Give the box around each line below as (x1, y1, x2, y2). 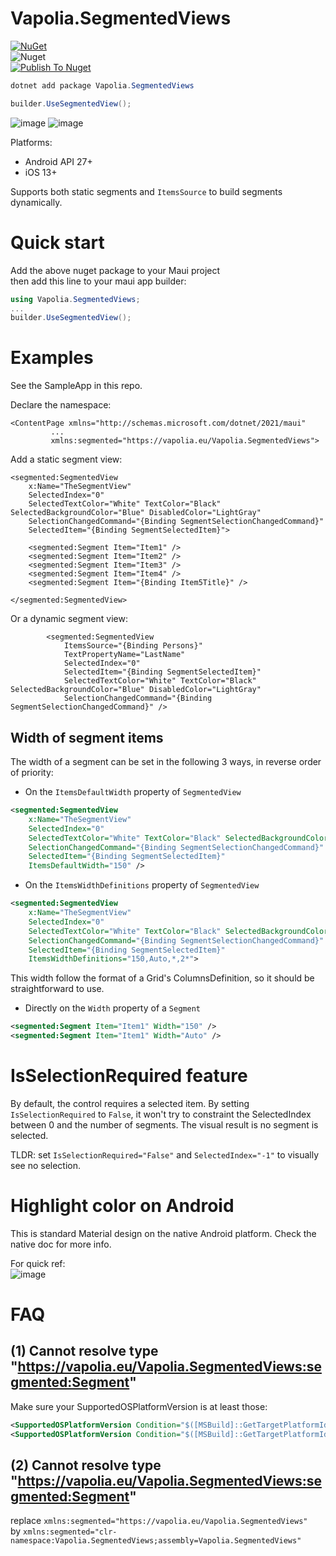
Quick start (10, 231, 105, 254)
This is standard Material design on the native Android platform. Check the (10, 1227, 317, 1239)
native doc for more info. (10, 1238, 112, 1250)
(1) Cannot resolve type (10, 1343, 159, 1360)
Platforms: (10, 136, 53, 148)
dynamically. (10, 196, 63, 208)
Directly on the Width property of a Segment (24, 1002, 201, 1014)
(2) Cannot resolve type (10, 1457, 162, 1474)
